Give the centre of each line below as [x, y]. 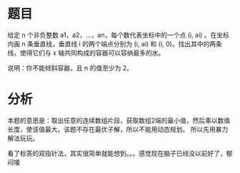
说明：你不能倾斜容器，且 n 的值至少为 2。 [70, 68]
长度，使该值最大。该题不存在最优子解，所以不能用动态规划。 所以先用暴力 [118, 129]
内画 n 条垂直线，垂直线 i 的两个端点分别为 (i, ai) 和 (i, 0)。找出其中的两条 [115, 43]
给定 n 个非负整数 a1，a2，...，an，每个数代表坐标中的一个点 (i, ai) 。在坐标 [119, 35]
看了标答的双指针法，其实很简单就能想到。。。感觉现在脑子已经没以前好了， [117, 153]
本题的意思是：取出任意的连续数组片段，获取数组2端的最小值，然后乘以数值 [119, 120]
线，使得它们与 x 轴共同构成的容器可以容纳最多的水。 [86, 53]
